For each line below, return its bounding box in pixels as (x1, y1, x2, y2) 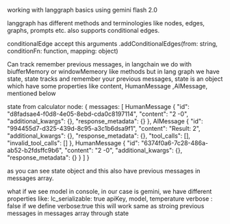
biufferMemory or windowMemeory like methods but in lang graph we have (7, 68, 220, 75)
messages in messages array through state (7, 209, 129, 217)
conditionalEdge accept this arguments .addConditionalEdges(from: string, (7, 40, 218, 47)
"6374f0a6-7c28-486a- (141, 139, 209, 147)
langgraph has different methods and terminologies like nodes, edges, (7, 19, 205, 27)
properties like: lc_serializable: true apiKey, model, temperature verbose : (7, 195, 213, 203)
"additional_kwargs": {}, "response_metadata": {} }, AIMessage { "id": (7, 117, 203, 125)
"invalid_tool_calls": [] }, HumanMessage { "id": (7, 139, 140, 147)
